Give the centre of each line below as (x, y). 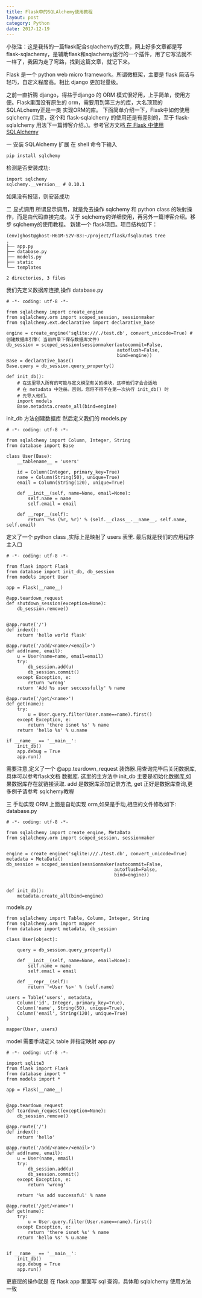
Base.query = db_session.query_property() (60, 366)
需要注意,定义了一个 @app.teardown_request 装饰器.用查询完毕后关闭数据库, (101, 769)
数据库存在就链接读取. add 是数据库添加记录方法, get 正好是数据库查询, (99, 784)
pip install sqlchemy (33, 156)
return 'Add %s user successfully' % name (71, 688)
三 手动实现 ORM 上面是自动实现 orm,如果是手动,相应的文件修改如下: (91, 805)
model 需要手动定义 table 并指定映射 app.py (61, 1041)
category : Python (28, 23)
